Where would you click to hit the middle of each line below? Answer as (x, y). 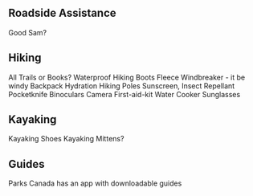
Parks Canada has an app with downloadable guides (95, 183)
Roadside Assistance (62, 13)
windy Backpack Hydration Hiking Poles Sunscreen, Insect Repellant (122, 86)
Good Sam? (28, 32)
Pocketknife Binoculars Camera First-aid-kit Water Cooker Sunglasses (124, 94)
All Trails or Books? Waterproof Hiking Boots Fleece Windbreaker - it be (127, 77)
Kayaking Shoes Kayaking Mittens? (66, 139)
